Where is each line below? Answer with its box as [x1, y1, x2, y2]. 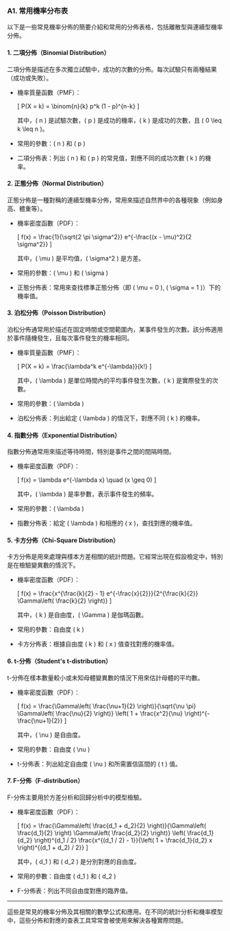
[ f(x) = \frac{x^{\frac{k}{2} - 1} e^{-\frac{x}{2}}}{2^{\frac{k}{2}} [16, 590, 199, 598]
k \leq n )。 [16, 125, 49, 133]
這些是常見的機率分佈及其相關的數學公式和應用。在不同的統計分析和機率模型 [7, 907, 223, 916]
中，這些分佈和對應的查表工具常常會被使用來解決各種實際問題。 [7, 916, 187, 924]
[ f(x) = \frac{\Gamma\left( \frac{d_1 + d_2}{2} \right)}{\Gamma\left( [16, 821, 207, 830]
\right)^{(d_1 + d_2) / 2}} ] [16, 843, 89, 851]
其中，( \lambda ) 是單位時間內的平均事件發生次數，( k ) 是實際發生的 [16, 376, 213, 385]
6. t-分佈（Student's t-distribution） [7, 657, 112, 665]
